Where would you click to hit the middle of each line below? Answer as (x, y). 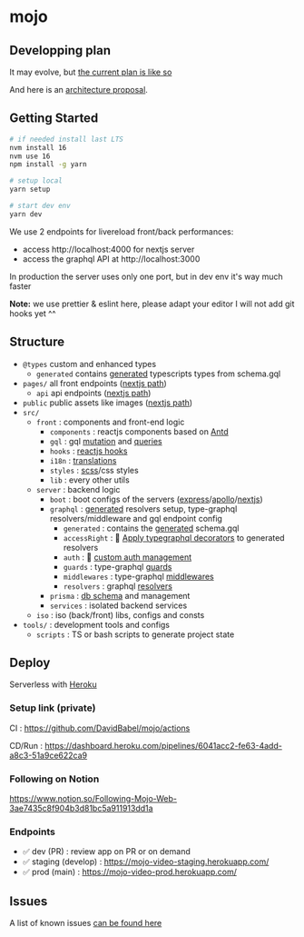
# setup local (36, 181)
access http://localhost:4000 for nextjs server (108, 249)
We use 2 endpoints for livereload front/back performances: (122, 231)
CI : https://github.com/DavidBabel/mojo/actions (100, 728)
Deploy (30, 663)
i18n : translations (83, 460)
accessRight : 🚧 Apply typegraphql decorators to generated (174, 537)
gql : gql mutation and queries (106, 441)
